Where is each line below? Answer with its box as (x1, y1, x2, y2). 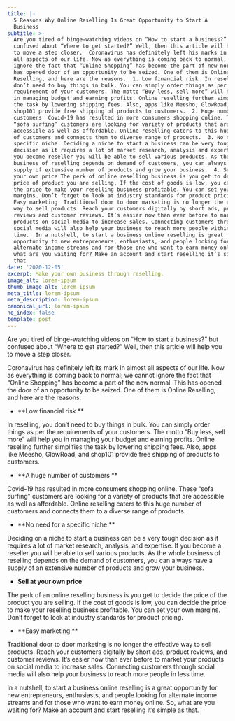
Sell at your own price (17, 577, 83, 585)
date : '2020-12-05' (7, 264, 64, 271)
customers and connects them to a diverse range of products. (7, 506, 186, 515)
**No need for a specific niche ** (17, 520, 115, 529)
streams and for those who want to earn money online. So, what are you (7, 698, 215, 706)
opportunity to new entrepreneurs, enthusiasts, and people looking (13, 238, 218, 245)
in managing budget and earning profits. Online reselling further (13, 95, 215, 102)
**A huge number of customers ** (17, 471, 118, 479)
